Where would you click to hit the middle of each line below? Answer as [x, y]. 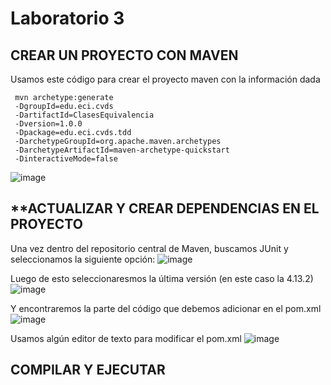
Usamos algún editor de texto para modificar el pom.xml [126, 338]
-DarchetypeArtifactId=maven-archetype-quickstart [122, 150]
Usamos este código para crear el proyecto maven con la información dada [165, 79]
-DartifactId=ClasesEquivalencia [84, 115]
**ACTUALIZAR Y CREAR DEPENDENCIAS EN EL [165, 208]
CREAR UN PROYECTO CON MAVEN [124, 55]
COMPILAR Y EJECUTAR [88, 370]
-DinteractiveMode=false [66, 159]
